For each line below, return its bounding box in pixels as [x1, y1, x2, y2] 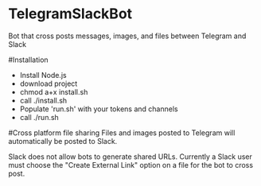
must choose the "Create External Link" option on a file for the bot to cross [8, 160, 253, 169]
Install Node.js [19, 70, 67, 79]
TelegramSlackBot [8, 5, 133, 23]
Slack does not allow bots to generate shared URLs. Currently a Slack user [8, 152, 253, 161]
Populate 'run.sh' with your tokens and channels [19, 104, 178, 114]
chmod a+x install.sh [19, 87, 88, 96]
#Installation [8, 55, 49, 64]
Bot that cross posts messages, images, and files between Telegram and [8, 31, 247, 41]
